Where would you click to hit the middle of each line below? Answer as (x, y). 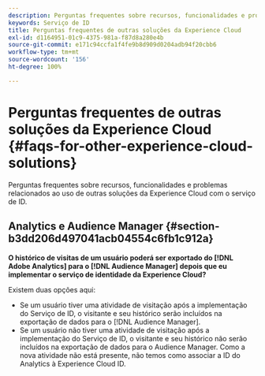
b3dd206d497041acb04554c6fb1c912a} (111, 238)
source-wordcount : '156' (49, 60)
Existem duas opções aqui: (52, 289)
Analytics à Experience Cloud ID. (73, 363)
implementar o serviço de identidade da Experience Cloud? (107, 274)
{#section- (192, 227)
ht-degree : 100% (35, 67)
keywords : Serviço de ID (49, 23)
